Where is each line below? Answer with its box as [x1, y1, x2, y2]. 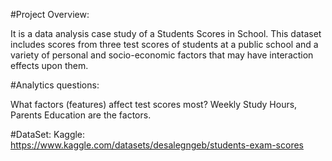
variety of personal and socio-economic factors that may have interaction [10, 49, 314, 61]
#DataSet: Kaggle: [10, 129, 86, 140]
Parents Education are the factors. [10, 109, 152, 121]
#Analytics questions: [10, 79, 100, 91]
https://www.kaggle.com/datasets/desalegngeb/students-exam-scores [10, 139, 304, 151]
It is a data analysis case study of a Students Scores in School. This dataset [10, 28, 322, 39]
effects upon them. [10, 60, 89, 71]
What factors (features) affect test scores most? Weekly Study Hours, [10, 99, 298, 110]
